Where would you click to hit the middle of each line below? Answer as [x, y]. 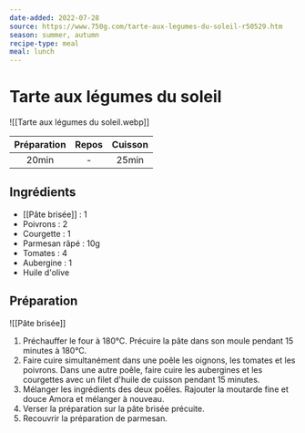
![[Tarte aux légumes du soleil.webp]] [80, 122]
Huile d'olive [46, 272]
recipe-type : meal [44, 43]
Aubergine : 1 [47, 263]
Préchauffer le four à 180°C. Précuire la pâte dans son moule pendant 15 [158, 340]
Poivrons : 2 [45, 223]
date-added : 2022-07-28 [55, 18]
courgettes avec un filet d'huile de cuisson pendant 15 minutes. [141, 379]
